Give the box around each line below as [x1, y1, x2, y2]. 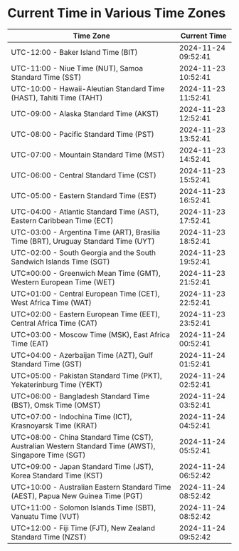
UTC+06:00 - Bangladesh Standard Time [11, 391, 150, 401]
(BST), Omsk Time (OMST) [11, 400, 101, 410]
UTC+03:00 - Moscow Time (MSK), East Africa [11, 329, 171, 339]
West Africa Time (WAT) [11, 297, 92, 307]
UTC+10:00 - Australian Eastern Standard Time [11, 482, 171, 492]
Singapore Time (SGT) [11, 450, 86, 460]
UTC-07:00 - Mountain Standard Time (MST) [11, 150, 165, 160]
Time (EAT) [11, 339, 48, 349]
